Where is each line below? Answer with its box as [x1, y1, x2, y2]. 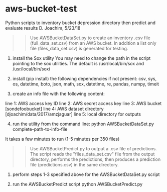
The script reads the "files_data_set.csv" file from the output [30, 151, 155, 157]
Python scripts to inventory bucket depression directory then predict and [5, 20, 156, 26]
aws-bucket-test [5, 3, 77, 15]
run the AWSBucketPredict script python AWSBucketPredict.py [12, 181, 143, 187]
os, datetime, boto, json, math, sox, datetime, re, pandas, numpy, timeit [12, 81, 159, 87]
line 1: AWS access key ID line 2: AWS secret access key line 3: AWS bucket [5, 100, 162, 106]
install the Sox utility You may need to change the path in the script [12, 55, 151, 61]
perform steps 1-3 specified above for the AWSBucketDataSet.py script [12, 171, 160, 177]
